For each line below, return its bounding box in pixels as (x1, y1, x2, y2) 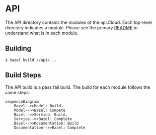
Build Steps (5, 71, 41, 79)
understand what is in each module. (5, 30, 78, 36)
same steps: (5, 89, 30, 95)
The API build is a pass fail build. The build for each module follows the (5, 84, 151, 90)
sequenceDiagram (5, 99, 39, 104)
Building (5, 44, 31, 53)
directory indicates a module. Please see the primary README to (5, 24, 138, 30)
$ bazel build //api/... (5, 58, 57, 63)
